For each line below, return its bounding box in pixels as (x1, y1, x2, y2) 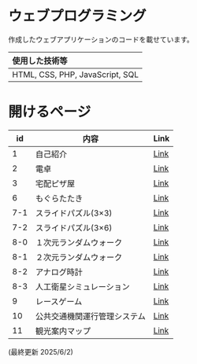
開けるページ (8, 103, 91, 121)
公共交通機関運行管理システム (35, 311, 146, 322)
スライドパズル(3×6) (35, 222, 113, 233)
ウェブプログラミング (8, 7, 147, 25)
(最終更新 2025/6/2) (8, 347, 73, 356)
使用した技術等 (12, 55, 69, 66)
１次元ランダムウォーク (35, 237, 123, 248)
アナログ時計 (35, 267, 83, 278)
